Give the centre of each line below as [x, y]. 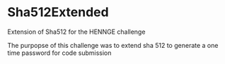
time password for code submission [59, 53]
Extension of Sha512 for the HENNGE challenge [76, 32]
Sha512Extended [58, 12]
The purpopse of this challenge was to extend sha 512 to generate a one [113, 45]
